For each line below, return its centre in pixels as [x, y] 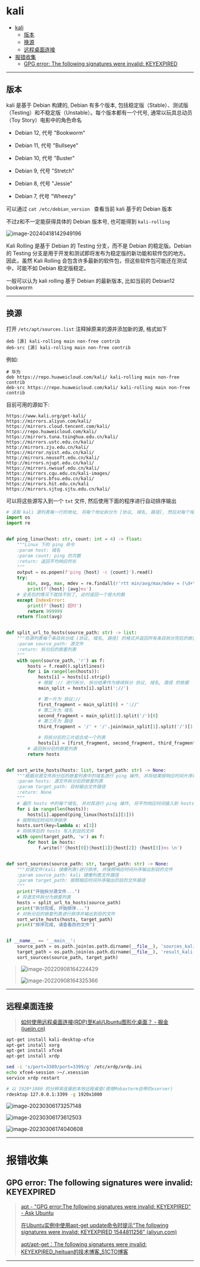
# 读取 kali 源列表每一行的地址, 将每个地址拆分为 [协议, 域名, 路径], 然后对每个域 [100, 512]
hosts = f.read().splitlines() [66, 666]
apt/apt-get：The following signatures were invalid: [84, 1244]
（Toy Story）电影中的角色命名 [44, 120]
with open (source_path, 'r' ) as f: [61, 661]
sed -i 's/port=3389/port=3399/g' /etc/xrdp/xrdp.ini [74, 1067]
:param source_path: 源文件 [50, 644]
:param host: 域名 [39, 550]
